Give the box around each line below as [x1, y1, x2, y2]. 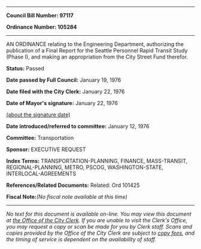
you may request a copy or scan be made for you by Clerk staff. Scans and [6, 223, 193, 230]
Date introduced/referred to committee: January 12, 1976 [6, 123, 150, 130]
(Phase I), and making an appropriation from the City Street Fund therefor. [6, 53, 188, 60]
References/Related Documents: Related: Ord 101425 [6, 182, 140, 189]
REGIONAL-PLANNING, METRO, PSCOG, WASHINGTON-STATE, [6, 164, 163, 171]
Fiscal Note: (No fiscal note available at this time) [6, 193, 127, 200]
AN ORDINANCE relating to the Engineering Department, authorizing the [6, 41, 184, 48]
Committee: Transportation [6, 134, 74, 141]
